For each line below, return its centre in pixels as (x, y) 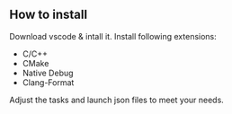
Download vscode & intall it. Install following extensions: (113, 36)
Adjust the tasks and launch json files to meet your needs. (117, 100)
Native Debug (48, 73)
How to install (49, 15)
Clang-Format (48, 82)
